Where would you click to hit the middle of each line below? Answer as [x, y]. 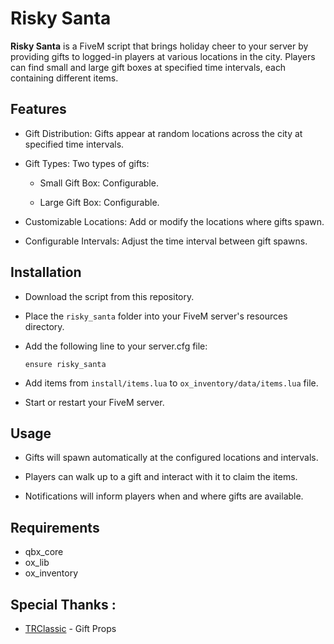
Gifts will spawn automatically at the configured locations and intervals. [171, 458]
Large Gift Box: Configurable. [99, 202]
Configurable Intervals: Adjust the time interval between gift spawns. [166, 241]
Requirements [55, 527]
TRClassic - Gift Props [70, 628]
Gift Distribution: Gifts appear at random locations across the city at [163, 133]
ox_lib [37, 563]
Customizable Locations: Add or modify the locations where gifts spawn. [174, 221]
